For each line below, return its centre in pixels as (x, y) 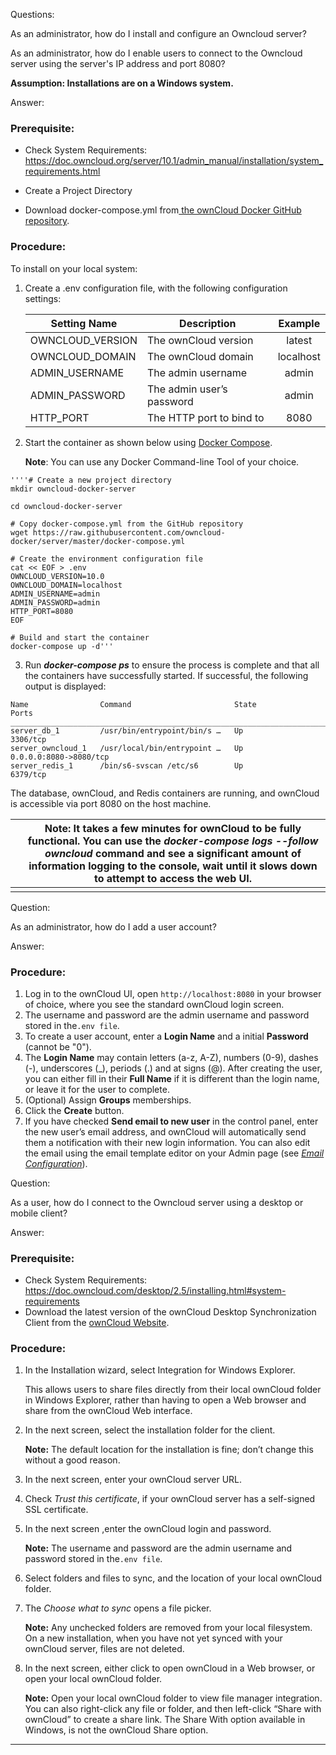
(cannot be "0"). (58, 1046)
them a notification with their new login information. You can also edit (167, 1142)
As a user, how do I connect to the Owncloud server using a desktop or (157, 1202)
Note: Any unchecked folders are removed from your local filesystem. (168, 1628)
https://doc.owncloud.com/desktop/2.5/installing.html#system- (155, 1291)
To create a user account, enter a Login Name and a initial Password (166, 1036)
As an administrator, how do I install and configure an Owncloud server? (158, 33)
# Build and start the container (80, 637)
